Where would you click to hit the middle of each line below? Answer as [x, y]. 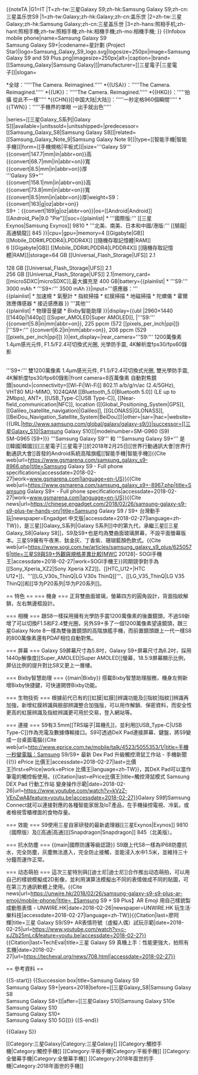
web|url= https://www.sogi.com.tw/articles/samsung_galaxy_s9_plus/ [90, 547]
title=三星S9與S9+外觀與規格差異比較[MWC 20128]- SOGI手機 [86, 554]
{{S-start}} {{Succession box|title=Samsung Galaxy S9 [73, 980]
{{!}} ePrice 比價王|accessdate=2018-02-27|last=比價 [71, 762]
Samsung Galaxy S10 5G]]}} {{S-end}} [52, 1020]
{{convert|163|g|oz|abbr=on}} [42, 204]
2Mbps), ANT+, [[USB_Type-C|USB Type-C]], [61, 398]
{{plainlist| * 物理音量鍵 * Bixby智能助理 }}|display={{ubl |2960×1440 [90, 311]
